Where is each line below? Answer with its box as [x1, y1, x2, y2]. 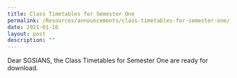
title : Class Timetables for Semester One [7, 10, 135, 18]
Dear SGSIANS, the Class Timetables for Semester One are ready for [7, 56, 209, 65]
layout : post [7, 30, 46, 38]
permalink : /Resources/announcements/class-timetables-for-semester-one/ [7, 17, 231, 24]
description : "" [7, 37, 55, 44]
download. [7, 64, 38, 72]
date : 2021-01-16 [7, 23, 59, 30]
